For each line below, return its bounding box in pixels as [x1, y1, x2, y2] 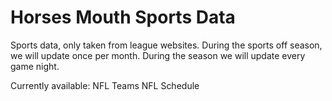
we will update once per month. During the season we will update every [10, 49, 306, 61]
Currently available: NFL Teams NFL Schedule [10, 79, 200, 91]
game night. [10, 60, 60, 72]
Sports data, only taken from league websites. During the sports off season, [10, 39, 323, 51]
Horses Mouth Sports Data [10, 6, 236, 29]
